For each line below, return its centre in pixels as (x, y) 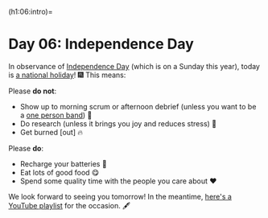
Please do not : (33, 91)
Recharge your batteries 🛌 (63, 163)
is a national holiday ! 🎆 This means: (67, 75)
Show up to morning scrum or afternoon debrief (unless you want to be (138, 106)
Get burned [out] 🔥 (51, 132)
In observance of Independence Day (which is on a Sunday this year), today (134, 66)
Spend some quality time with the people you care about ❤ (118, 181)
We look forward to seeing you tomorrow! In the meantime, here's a (120, 196)
